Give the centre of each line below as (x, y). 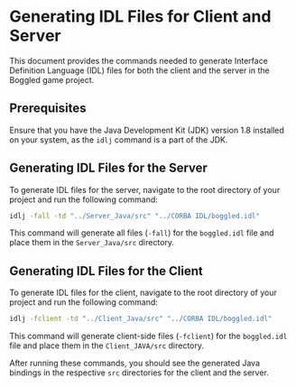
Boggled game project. (52, 79)
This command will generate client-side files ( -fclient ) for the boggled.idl (148, 336)
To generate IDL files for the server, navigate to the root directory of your (145, 189)
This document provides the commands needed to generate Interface (139, 60)
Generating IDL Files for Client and (140, 17)
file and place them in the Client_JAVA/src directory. (107, 346)
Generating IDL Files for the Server (108, 168)
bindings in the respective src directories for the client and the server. (139, 373)
